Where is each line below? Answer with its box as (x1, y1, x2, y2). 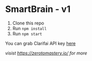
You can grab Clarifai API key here (5, 40, 76, 46)
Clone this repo (12, 20, 44, 26)
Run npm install (12, 25, 47, 31)
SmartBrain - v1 (5, 3, 71, 15)
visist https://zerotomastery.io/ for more (5, 50, 87, 56)
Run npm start (12, 30, 42, 36)
